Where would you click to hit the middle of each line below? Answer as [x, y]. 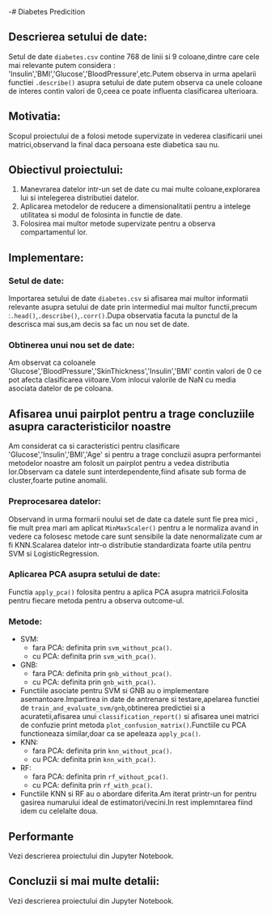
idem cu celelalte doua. [59, 811]
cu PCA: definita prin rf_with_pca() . [92, 785]
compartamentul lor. [54, 232]
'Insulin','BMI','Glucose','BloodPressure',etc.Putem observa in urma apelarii [132, 74]
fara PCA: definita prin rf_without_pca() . [100, 776]
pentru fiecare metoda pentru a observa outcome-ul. [96, 600]
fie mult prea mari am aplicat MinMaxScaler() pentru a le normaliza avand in [133, 527]
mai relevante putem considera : [62, 65]
